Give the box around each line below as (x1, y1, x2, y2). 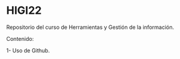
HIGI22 (6, 4, 42, 17)
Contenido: (6, 35, 35, 42)
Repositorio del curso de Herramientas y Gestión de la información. (6, 23, 175, 31)
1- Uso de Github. (6, 46, 50, 54)
